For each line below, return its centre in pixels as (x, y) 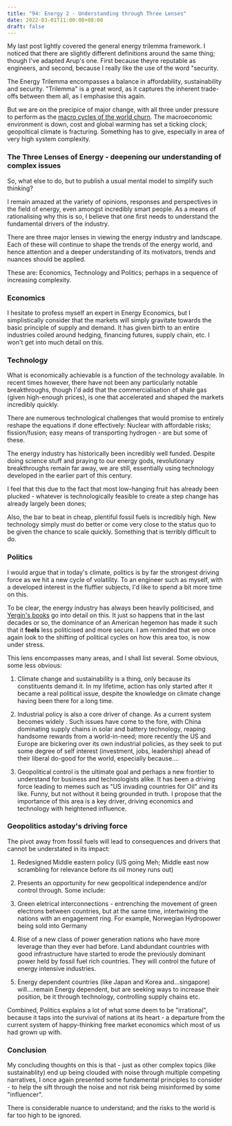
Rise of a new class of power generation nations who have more (108, 939)
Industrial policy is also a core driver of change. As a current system (114, 714)
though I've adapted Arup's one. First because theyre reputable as (101, 61)
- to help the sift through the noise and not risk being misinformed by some (114, 1087)
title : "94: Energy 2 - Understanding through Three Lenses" (97, 13)
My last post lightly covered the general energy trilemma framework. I (106, 46)
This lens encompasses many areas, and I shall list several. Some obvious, (113, 657)
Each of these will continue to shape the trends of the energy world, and (110, 244)
